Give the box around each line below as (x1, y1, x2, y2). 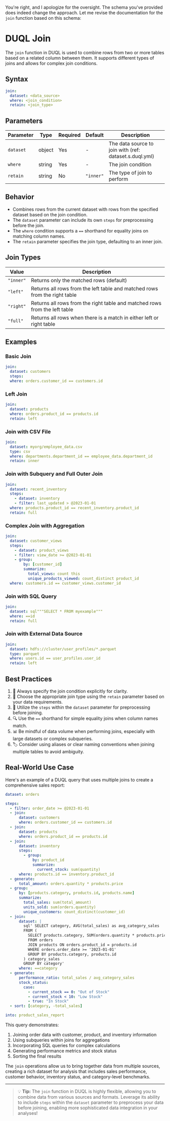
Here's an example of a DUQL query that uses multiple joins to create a (5, 777, 153, 783)
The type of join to (108, 169, 153, 176)
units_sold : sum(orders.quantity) (23, 904, 96, 910)
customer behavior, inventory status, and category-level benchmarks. (5, 1074, 151, 1080)
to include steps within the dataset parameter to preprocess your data (17, 1099, 164, 1106)
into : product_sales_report (5, 1013, 65, 1018)
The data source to (108, 140, 154, 147)
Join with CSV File (5, 428, 51, 435)
